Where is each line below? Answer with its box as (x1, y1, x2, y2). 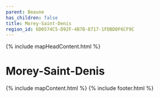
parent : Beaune (5, 9, 45, 15)
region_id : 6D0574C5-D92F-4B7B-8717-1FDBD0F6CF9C (5, 26, 135, 32)
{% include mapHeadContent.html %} (5, 43, 101, 50)
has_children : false (5, 15, 59, 21)
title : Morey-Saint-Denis (5, 20, 71, 26)
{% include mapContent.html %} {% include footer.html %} (5, 85, 154, 92)
